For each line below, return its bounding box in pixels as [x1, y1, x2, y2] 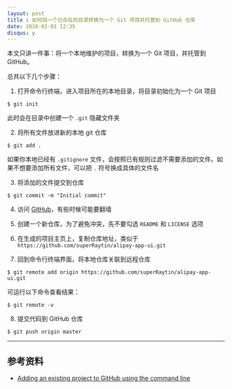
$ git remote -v [7, 301, 54, 309]
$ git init [7, 101, 39, 108]
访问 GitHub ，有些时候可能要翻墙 [17, 205, 112, 214]
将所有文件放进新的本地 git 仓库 [17, 128, 107, 137]
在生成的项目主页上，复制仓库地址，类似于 [17, 235, 139, 243]
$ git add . [7, 142, 41, 149]
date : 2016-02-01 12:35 [7, 23, 76, 30]
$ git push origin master [7, 328, 81, 335]
